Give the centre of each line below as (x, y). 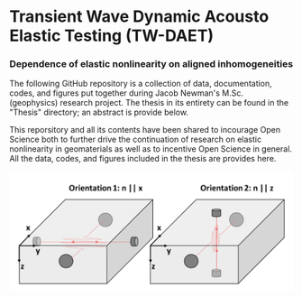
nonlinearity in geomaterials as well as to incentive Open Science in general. (151, 149)
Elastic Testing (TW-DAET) (112, 36)
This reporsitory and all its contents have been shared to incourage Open (145, 130)
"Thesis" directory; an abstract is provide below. (99, 112)
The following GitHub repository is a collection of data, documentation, (141, 84)
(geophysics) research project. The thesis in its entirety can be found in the (149, 103)
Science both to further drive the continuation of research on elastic (136, 139)
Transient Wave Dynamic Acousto (139, 17)
